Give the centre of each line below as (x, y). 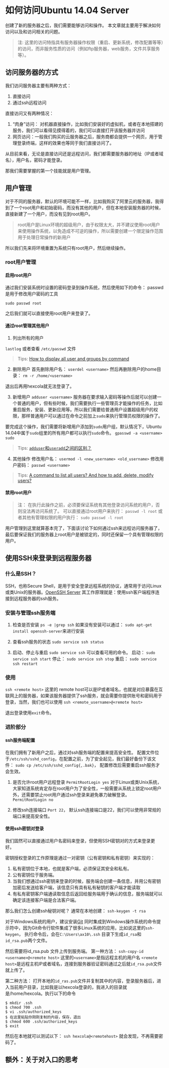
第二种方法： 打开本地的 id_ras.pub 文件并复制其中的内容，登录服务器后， (81, 981)
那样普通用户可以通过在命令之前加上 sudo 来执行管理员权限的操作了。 (92, 416)
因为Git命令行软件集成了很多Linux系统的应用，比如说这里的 (84, 928)
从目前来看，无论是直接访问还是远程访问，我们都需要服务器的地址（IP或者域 (84, 153)
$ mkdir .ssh (19, 1003)
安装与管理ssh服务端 (30, 613)
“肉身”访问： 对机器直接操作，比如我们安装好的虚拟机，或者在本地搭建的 (88, 124)
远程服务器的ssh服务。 (37, 598)
